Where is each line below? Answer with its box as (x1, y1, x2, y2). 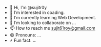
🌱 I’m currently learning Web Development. (9, 15, 96, 20)
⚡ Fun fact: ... (9, 37, 37, 43)
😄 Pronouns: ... (9, 32, 41, 38)
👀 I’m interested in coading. (9, 10, 65, 15)
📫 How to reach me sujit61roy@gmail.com (9, 25, 96, 31)
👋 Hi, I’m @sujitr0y (9, 5, 47, 10)
